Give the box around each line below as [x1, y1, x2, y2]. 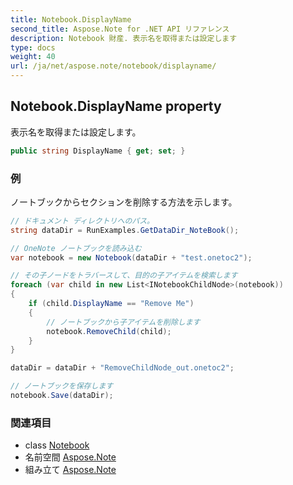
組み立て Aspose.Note [24, 464, 117, 476]
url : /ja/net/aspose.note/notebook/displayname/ [10, 61, 217, 71]
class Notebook [24, 439, 90, 451]
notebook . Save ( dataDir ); [10, 391, 114, 401]
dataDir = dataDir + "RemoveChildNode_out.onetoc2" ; [10, 363, 235, 373]
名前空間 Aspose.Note [24, 451, 117, 463]
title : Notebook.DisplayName [10, 14, 132, 25]
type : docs [10, 42, 56, 53]
